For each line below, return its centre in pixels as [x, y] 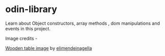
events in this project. [28, 28]
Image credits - [21, 38]
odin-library [31, 9]
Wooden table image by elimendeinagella [49, 48]
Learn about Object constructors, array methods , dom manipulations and [82, 23]
